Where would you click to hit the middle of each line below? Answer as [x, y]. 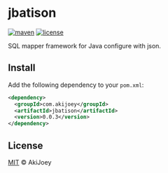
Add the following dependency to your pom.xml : [76, 85]
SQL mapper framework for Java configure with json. [85, 46]
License [26, 145]
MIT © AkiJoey [30, 162]
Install [22, 68]
